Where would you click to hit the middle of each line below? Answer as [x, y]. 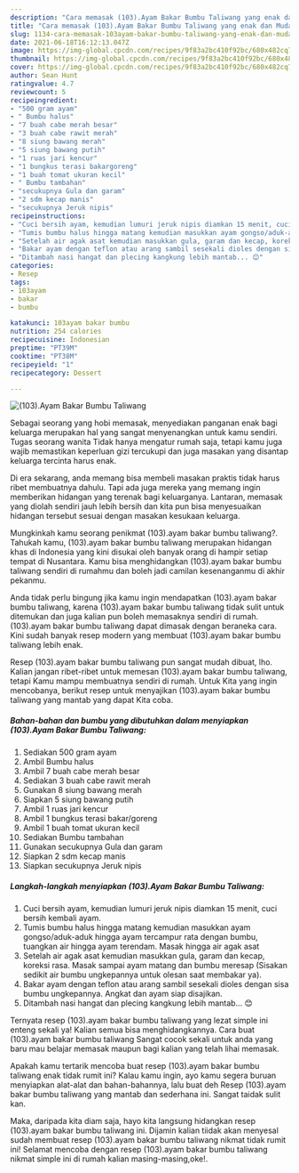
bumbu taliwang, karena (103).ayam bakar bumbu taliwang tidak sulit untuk [147, 607]
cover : [22, 68]
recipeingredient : [44, 100]
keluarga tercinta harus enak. [63, 461]
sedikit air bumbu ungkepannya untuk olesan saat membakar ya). [142, 975]
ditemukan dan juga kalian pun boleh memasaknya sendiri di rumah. [134, 617]
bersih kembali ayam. [62, 918]
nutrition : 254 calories [56, 332]
